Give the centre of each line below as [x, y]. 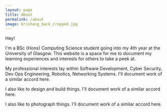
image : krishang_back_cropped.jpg [42, 24]
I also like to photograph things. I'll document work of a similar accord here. [84, 104]
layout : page [19, 10]
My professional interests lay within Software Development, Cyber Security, [84, 69]
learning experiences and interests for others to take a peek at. [71, 59]
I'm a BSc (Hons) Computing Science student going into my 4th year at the [83, 48]
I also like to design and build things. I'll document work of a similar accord [83, 89]
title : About [19, 15]
